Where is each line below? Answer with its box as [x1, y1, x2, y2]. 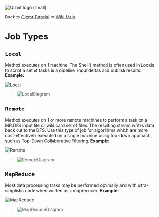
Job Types [5, 31, 49, 42]
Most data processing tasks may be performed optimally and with [5, 182, 137, 188]
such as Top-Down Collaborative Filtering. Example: [5, 138, 110, 144]
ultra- [138, 182, 149, 188]
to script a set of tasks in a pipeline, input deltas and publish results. [5, 67, 141, 73]
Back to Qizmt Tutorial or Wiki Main [5, 14, 76, 19]
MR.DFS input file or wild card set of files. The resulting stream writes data [5, 122, 155, 128]
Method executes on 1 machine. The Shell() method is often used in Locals [5, 62, 155, 68]
